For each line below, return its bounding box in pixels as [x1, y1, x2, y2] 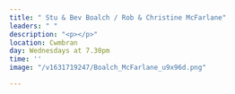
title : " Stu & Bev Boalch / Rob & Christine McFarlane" [9, 13, 227, 22]
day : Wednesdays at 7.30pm [9, 47, 110, 56]
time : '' [9, 55, 42, 64]
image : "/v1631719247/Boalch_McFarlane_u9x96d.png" [9, 64, 206, 73]
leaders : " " [9, 21, 58, 30]
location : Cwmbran [9, 38, 78, 47]
